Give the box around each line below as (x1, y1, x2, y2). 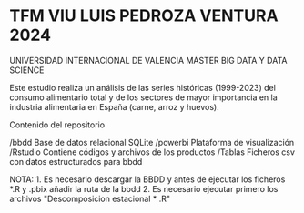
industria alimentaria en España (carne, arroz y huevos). (9, 101, 220, 112)
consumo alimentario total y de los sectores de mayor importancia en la (9, 92, 278, 103)
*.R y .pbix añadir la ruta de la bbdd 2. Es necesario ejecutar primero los (9, 183, 279, 194)
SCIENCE (9, 65, 45, 76)
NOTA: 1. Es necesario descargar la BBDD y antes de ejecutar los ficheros (9, 174, 286, 185)
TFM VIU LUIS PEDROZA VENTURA (9, 5, 279, 26)
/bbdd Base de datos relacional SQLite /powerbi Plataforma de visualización (9, 137, 295, 147)
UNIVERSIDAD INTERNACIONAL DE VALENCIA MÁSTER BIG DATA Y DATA (9, 55, 288, 66)
